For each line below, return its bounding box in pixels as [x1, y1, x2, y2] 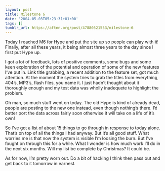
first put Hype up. [5, 50, 41, 56]
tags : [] [5, 21, 23, 26]
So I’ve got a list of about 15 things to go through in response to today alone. [5, 125, 161, 131]
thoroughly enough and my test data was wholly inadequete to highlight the [5, 85, 159, 91]
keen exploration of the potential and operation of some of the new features [5, 64, 160, 70]
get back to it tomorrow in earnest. [5, 161, 76, 167]
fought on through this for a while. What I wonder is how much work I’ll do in [5, 141, 161, 146]
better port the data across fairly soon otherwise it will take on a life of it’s [5, 110, 155, 116]
